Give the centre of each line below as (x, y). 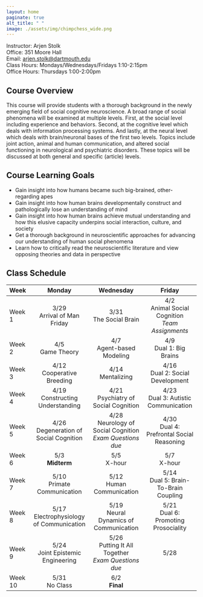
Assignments (170, 331)
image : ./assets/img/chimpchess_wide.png (59, 29)
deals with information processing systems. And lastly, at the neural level (97, 131)
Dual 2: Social (170, 373)
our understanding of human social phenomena (74, 241)
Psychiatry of (116, 398)
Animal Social (170, 308)
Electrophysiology (60, 516)
